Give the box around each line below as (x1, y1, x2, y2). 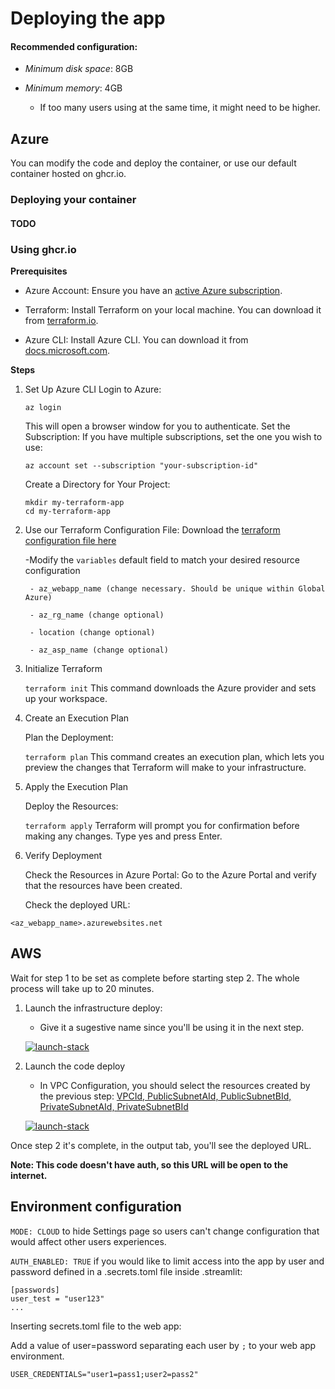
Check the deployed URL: (24, 899, 131, 911)
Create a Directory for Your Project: (24, 478, 171, 491)
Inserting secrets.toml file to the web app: (10, 1320, 182, 1332)
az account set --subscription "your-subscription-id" (24, 461, 259, 471)
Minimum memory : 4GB (24, 82, 123, 94)
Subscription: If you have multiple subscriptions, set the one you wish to (24, 431, 323, 443)
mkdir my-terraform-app (24, 498, 125, 508)
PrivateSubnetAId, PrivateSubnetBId (39, 1100, 189, 1112)
